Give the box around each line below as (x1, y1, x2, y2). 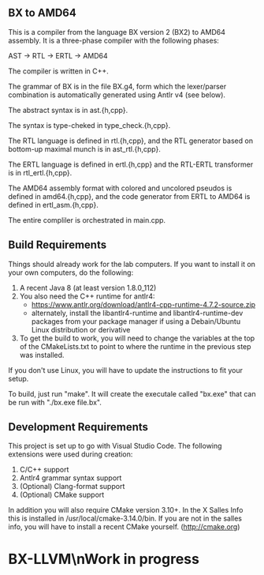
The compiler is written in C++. (8, 66, 109, 76)
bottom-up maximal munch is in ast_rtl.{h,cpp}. (8, 144, 162, 153)
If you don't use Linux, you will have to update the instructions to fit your (8, 365, 243, 374)
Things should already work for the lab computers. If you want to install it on (8, 259, 256, 269)
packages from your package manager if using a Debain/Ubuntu (31, 316, 241, 326)
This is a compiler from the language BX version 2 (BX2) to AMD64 (8, 27, 226, 36)
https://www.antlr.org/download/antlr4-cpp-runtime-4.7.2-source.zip (31, 299, 256, 309)
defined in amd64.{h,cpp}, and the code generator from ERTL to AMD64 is (8, 191, 251, 201)
